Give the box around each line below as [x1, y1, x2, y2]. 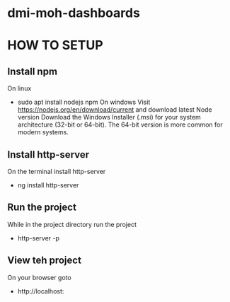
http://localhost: [17, 286, 64, 295]
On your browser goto [7, 273, 72, 281]
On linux [7, 84, 32, 93]
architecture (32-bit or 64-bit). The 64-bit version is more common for [17, 120, 223, 129]
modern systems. [17, 128, 69, 137]
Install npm [7, 65, 58, 77]
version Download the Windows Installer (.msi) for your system [17, 113, 202, 122]
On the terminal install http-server [7, 168, 106, 175]
